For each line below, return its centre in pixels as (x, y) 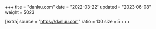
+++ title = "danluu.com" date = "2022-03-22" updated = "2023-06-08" (78, 7)
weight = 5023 (20, 12)
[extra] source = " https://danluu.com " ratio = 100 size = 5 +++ (68, 22)
